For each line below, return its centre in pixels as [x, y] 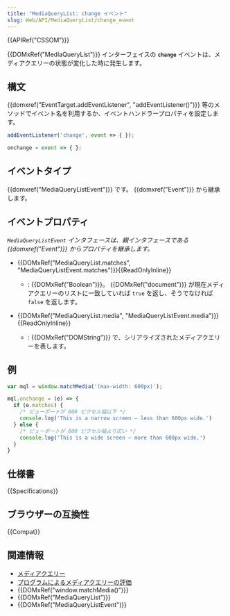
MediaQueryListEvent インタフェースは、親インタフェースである [98, 240]
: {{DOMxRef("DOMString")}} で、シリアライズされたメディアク [118, 337]
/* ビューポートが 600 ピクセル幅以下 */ [73, 412]
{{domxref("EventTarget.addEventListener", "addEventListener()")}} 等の [111, 105]
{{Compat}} [24, 531]
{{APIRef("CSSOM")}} [38, 40]
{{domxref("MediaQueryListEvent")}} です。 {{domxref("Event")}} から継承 [114, 189]
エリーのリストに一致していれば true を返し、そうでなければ [126, 293]
